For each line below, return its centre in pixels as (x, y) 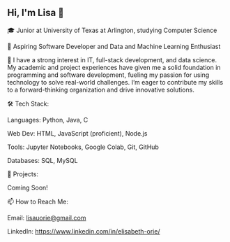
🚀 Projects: (23, 174)
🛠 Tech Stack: (28, 104)
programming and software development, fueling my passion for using (108, 75)
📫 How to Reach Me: (38, 201)
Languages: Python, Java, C (48, 120)
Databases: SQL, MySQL (43, 160)
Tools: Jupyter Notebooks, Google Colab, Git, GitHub (83, 147)
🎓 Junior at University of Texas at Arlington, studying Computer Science (112, 30)
